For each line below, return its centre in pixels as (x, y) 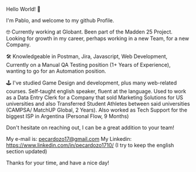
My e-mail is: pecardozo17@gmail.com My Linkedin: (69, 139)
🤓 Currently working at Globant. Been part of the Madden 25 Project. (89, 32)
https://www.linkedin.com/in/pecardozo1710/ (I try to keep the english (90, 145)
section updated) (27, 151)
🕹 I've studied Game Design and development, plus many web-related (92, 83)
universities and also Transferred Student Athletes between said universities (98, 104)
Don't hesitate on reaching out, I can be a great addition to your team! (90, 127)
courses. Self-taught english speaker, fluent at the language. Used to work (96, 91)
